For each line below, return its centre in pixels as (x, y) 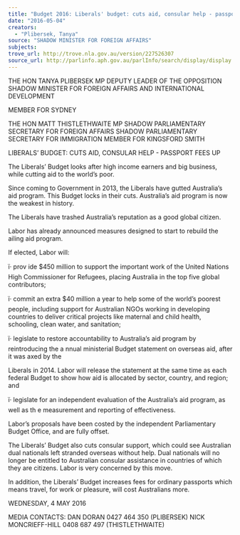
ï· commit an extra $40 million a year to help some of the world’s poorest (114, 299)
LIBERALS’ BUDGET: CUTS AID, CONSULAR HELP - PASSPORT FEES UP (114, 152)
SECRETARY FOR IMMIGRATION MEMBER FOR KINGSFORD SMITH (106, 139)
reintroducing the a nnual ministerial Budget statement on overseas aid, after (120, 349)
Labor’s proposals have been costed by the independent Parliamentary (112, 424)
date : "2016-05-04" (37, 21)
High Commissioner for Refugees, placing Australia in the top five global (114, 276)
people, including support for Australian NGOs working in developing (109, 309)
